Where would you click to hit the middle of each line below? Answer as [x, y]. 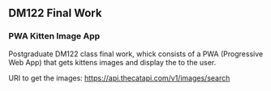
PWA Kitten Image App [54, 36]
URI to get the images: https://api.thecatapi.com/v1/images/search [119, 78]
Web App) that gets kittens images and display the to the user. [112, 62]
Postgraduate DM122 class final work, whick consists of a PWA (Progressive [136, 54]
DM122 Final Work [55, 13]
